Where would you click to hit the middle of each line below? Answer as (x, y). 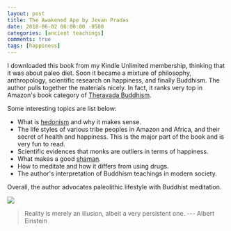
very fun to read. (41, 144)
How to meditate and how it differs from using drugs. (93, 166)
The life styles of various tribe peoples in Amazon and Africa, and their (119, 129)
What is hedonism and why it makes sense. (79, 122)
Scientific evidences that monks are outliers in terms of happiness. (113, 151)
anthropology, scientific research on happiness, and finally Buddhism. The (114, 80)
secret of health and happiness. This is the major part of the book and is (121, 137)
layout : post (26, 14)
